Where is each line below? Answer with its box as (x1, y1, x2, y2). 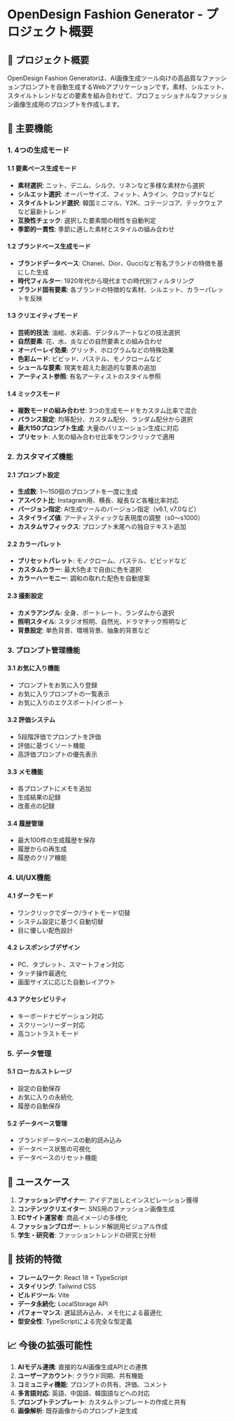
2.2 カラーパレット (7, 540, 62, 548)
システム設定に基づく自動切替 (17, 917, 104, 926)
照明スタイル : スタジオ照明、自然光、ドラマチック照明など (17, 617, 187, 626)
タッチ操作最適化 (17, 968, 67, 977)
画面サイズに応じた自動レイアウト (17, 977, 116, 986)
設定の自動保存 (17, 1084, 61, 1093)
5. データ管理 (7, 1048, 52, 1058)
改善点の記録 (17, 802, 55, 810)
